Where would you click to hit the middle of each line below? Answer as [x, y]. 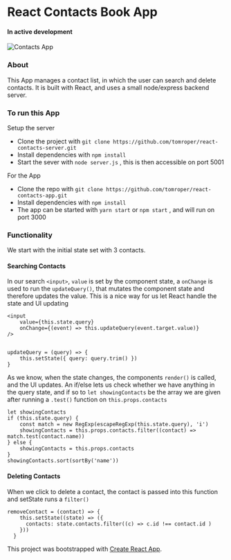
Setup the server [31, 128]
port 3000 [31, 217]
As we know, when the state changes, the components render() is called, [112, 378]
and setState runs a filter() [48, 499]
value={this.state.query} [57, 322]
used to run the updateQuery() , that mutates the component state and [106, 289]
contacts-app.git [42, 195]
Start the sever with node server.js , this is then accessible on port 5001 [121, 162]
